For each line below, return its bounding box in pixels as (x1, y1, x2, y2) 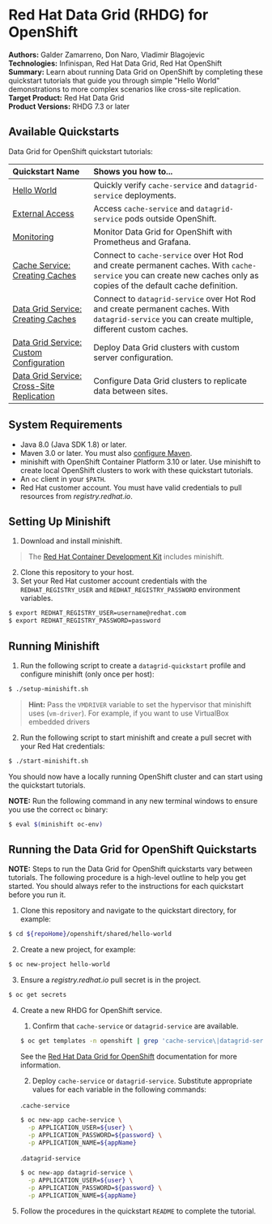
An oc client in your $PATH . (19, 474, 107, 483)
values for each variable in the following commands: (32, 1084, 206, 1094)
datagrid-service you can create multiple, (93, 313, 253, 324)
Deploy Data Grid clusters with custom (93, 341, 240, 353)
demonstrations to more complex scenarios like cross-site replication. (8, 84, 241, 94)
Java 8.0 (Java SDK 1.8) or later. (19, 440, 127, 449)
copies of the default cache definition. (93, 280, 238, 291)
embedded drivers (28, 716, 91, 727)
